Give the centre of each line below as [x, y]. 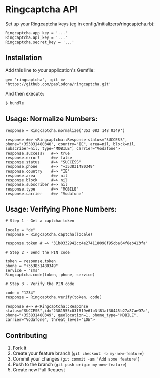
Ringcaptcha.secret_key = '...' [40, 42]
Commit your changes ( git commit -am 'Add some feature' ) [76, 359]
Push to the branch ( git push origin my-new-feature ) [69, 364]
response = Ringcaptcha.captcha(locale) [49, 235]
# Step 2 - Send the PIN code [38, 253]
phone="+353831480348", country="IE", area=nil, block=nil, [71, 144]
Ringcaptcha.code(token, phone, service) [50, 275]
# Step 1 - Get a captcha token [40, 221]
